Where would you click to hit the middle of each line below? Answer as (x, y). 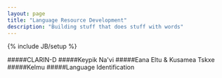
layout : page (26, 14)
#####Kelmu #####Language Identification (71, 68)
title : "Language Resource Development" (67, 20)
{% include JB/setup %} (42, 47)
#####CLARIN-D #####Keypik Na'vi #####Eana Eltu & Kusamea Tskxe (111, 60)
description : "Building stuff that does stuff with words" (96, 26)
